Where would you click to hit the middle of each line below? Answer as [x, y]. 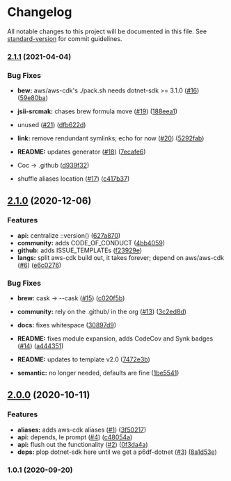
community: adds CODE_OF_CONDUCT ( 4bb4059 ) [91, 243]
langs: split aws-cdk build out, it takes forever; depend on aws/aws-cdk [121, 257]
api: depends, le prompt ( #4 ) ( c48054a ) [75, 437]
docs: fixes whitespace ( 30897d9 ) [67, 325]
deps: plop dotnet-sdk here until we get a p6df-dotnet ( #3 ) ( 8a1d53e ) [117, 452]
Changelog [40, 12]
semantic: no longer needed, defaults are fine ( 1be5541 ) [98, 373]
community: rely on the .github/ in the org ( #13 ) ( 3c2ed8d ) [102, 312]
